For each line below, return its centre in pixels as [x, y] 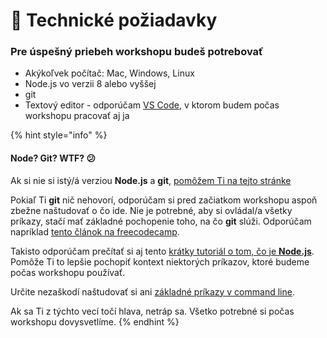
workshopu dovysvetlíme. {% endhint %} [95, 321]
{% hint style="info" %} [59, 135]
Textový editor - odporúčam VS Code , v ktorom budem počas [152, 105]
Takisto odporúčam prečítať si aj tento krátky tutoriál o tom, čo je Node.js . [162, 251]
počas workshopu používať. [68, 272]
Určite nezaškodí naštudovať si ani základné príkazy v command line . [152, 291]
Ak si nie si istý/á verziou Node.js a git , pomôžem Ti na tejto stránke [151, 180]
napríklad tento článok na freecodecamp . [95, 231]
